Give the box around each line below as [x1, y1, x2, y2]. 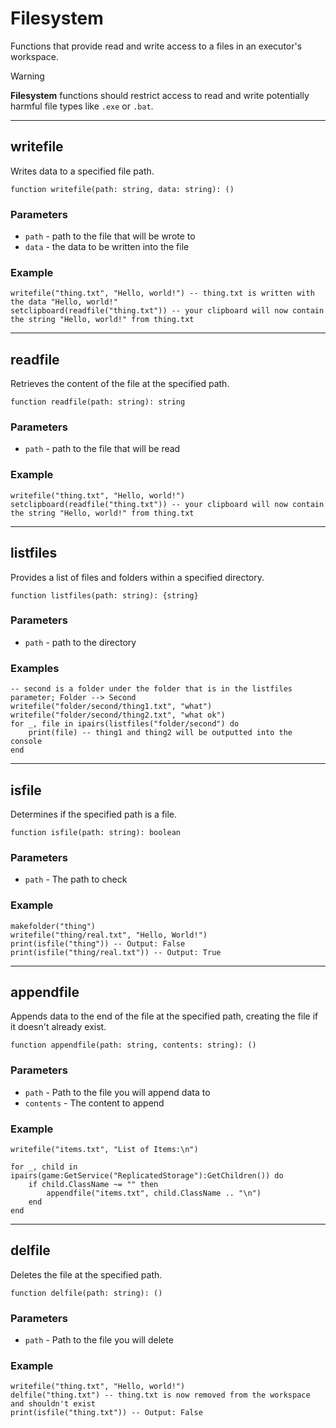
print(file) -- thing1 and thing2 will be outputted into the [28, 728, 293, 738]
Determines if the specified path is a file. [10, 808, 178, 820]
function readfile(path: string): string [10, 397, 186, 407]
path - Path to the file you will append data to [24, 1086, 211, 1098]
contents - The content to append [24, 1097, 165, 1109]
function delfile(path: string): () [10, 1288, 163, 1298]
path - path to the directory [24, 636, 137, 648]
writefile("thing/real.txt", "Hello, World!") [10, 930, 208, 940]
